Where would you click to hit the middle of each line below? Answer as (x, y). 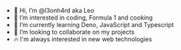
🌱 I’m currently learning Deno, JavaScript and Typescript (94, 25)
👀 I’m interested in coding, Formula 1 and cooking (83, 18)
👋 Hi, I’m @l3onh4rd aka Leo (54, 10)
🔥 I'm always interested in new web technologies (83, 39)
